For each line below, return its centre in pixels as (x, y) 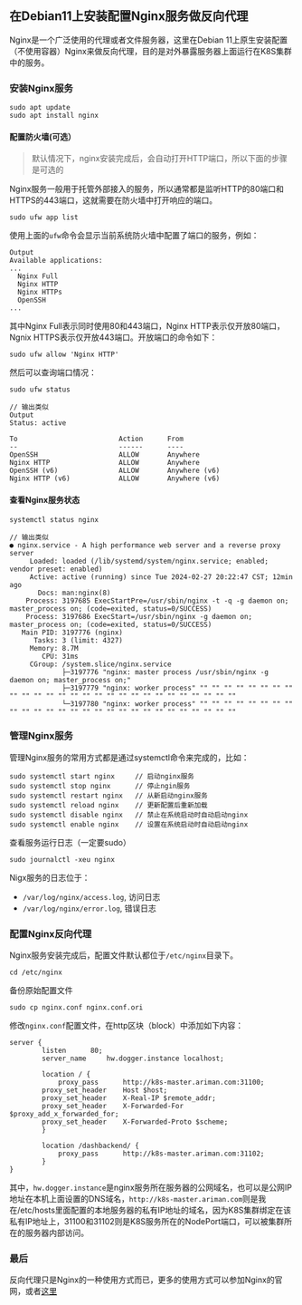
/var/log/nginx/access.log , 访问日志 (91, 896)
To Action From (96, 439)
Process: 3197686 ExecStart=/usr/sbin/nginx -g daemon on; (139, 616)
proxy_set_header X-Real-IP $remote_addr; (129, 1098)
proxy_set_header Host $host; (105, 1090)
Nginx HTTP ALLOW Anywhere (105, 463)
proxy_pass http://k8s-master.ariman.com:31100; (161, 1083)
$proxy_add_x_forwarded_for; (64, 1114)
